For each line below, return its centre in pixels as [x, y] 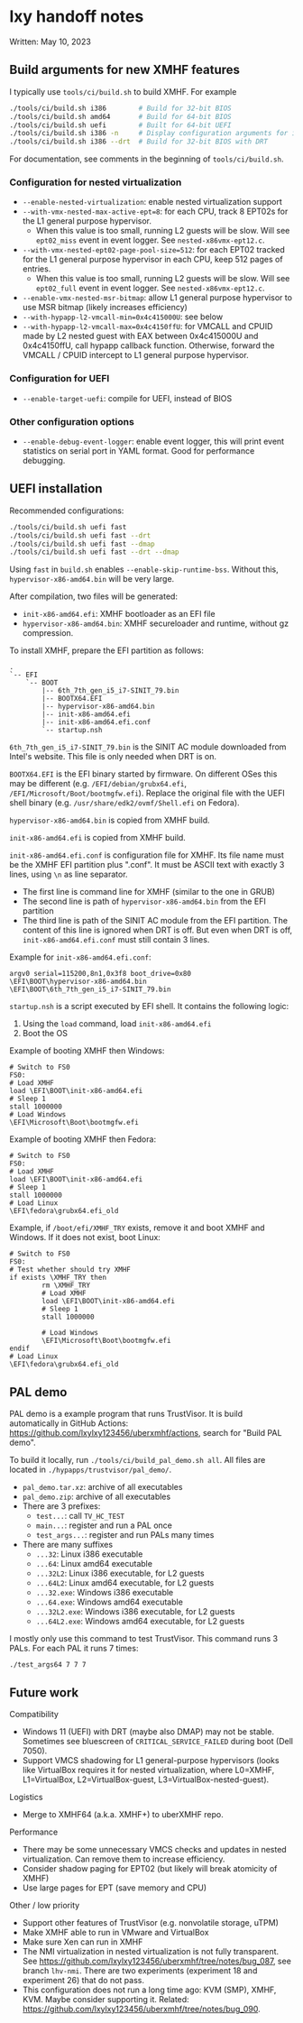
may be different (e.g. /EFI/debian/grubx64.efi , [98, 784]
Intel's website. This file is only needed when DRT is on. [113, 757]
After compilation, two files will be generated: [94, 596]
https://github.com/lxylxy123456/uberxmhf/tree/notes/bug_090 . [141, 2009]
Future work [44, 1692]
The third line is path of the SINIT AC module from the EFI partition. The [155, 921]
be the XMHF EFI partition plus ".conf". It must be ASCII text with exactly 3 [147, 865]
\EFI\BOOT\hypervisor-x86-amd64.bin [78, 982]
